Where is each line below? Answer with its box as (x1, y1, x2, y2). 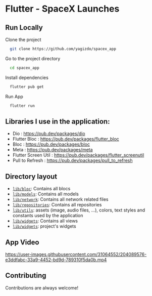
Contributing (5, 271, 46, 280)
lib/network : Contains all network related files (12, 196, 109, 202)
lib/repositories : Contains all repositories (12, 202, 102, 208)
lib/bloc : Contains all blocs (12, 186, 71, 192)
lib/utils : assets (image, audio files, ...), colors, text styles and (12, 207, 145, 213)
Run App (5, 93, 24, 99)
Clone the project (5, 36, 41, 43)
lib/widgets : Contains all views (12, 218, 78, 224)
